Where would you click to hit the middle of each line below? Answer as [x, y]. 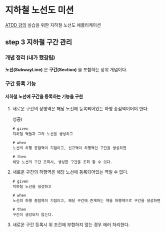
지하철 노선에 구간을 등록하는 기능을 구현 [44, 97]
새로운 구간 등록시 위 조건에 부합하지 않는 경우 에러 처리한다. [71, 225]
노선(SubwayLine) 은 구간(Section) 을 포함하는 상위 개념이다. [66, 69]
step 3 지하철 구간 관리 [39, 42]
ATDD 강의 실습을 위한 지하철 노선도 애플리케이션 [53, 25]
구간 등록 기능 [21, 84]
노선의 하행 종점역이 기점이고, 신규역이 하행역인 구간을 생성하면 [69, 148]
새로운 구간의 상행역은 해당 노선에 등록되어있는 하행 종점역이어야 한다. [80, 108]
